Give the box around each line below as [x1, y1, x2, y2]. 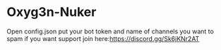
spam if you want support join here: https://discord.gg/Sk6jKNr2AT [6, 34, 200, 42]
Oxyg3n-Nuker [6, 4, 97, 20]
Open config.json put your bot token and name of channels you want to [6, 27, 215, 35]
